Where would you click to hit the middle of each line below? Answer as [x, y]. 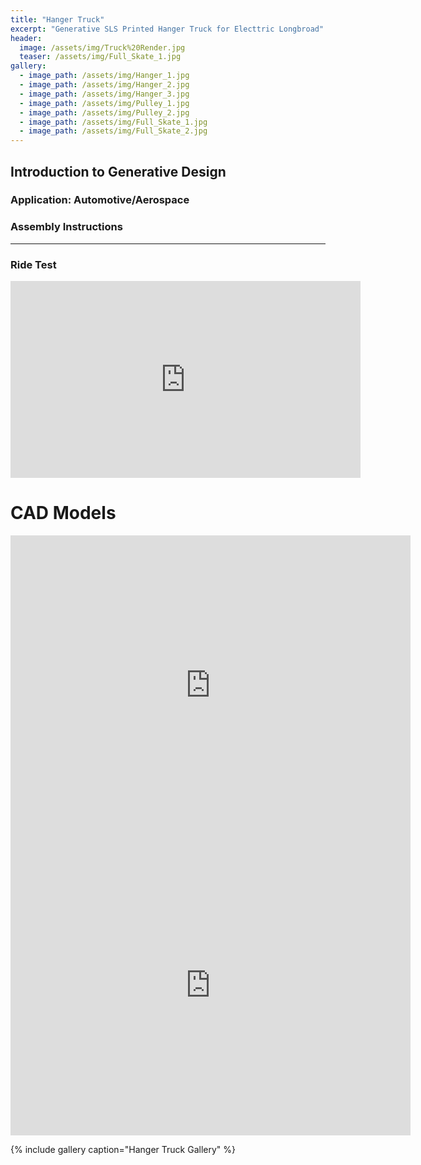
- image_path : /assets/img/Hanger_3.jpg [104, 94]
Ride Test [33, 264]
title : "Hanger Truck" [57, 19]
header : [26, 38]
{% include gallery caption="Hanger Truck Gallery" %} [123, 1149]
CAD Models [63, 513]
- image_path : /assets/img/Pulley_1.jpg [104, 103]
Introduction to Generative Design [118, 171]
